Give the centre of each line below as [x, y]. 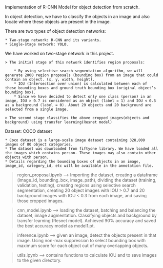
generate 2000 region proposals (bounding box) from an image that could [82, 75]
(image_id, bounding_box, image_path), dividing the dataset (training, [87, 180]
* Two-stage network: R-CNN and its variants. [53, 40]
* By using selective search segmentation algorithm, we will [78, 71]
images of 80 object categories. [39, 144]
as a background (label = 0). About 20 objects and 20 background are [78, 105]
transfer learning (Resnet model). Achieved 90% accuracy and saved [86, 221]
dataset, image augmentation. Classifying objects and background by [87, 215]
